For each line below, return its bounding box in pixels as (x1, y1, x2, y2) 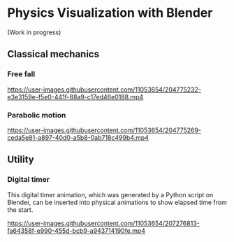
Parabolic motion (7, 110, 66, 120)
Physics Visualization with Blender (7, 5, 213, 21)
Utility (7, 154, 34, 166)
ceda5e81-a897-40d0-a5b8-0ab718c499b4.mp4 (7, 133, 149, 141)
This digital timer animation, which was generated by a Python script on (7, 190, 214, 199)
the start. (7, 205, 34, 214)
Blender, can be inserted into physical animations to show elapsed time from (7, 198, 227, 206)
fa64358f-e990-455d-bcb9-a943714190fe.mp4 (7, 226, 145, 235)
